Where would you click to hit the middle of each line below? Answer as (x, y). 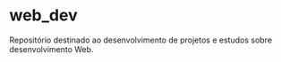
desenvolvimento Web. (51, 49)
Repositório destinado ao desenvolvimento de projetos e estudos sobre (141, 40)
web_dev (43, 15)
